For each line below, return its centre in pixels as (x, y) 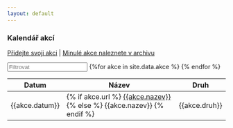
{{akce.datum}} (35, 105)
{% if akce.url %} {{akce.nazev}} (119, 96)
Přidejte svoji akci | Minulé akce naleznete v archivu (81, 53)
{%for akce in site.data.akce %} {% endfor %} (155, 66)
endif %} (80, 113)
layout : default (31, 13)
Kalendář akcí (31, 37)
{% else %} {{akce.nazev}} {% (115, 105)
